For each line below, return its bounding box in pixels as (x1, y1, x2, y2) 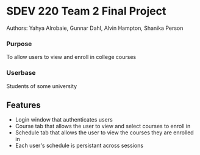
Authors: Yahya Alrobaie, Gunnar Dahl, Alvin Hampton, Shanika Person (6, 24, 184, 32)
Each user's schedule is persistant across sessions (15, 142, 144, 150)
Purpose (6, 40, 32, 48)
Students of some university (6, 82, 77, 89)
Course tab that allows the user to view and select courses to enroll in (15, 123, 191, 130)
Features (6, 100, 41, 110)
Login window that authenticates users (15, 116, 113, 123)
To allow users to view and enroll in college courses (6, 53, 136, 61)
